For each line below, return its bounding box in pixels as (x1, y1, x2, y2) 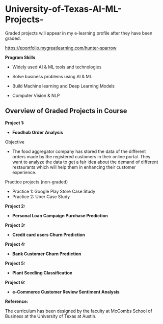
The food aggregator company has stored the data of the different (12, 148, 146, 154)
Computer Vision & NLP (12, 92, 60, 98)
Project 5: (5, 260, 26, 266)
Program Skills (5, 54, 36, 60)
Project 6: (5, 279, 26, 285)
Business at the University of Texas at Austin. (5, 313, 97, 319)
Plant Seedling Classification (12, 269, 73, 276)
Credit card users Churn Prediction (12, 232, 85, 237)
